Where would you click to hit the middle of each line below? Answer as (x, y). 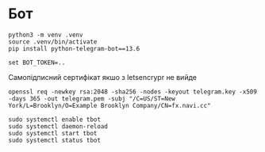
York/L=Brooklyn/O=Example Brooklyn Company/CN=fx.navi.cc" (110, 105)
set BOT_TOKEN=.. (37, 63)
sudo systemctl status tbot (55, 140)
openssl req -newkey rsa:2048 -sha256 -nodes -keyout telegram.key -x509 (133, 92)
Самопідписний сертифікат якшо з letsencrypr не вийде (102, 77)
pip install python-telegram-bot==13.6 (74, 48)
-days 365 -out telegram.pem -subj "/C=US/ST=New (92, 99)
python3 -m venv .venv (46, 35)
